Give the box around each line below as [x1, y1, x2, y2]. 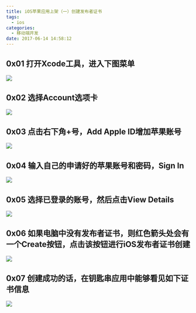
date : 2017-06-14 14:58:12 [6, 36, 72, 42]
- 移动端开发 [11, 30, 39, 36]
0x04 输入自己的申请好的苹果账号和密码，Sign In [6, 160, 184, 170]
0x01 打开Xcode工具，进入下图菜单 [6, 59, 135, 69]
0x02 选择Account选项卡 [6, 93, 98, 103]
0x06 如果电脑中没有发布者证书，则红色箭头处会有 [6, 229, 190, 239]
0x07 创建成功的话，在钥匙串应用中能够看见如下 [6, 273, 181, 284]
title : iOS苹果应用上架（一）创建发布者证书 [6, 8, 102, 15]
